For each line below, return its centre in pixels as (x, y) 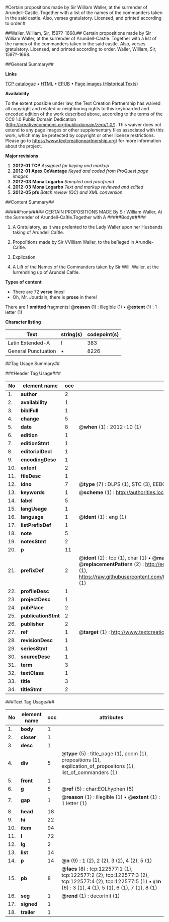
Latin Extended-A (29, 343)
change (30, 419)
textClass (32, 673)
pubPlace (32, 608)
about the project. (24, 146)
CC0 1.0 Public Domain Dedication (41, 119)
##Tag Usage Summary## (33, 364)
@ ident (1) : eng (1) (103, 517)
